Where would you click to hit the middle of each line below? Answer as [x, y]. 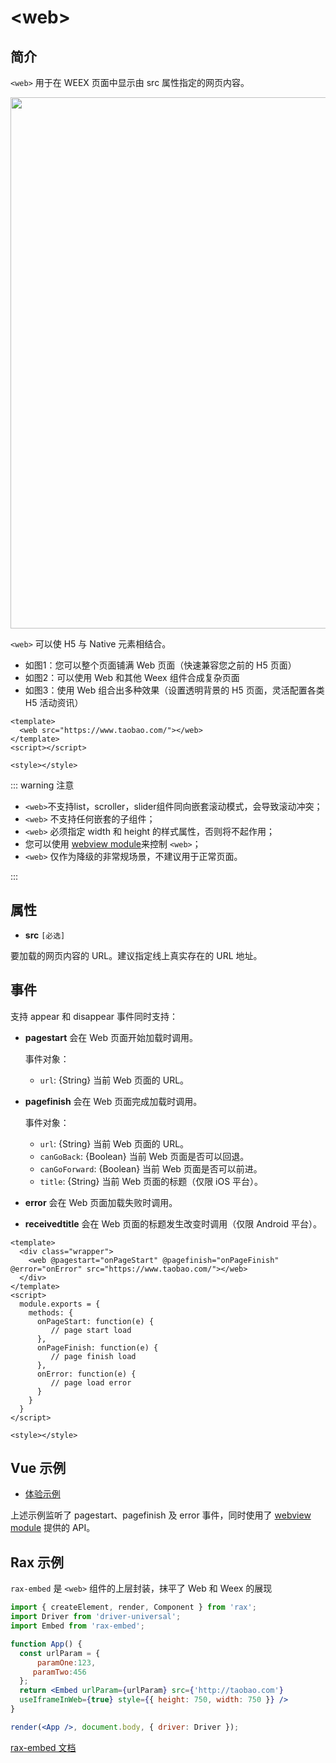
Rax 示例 [37, 1562]
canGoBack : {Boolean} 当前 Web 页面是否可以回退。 [144, 1156]
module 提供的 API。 [53, 1528]
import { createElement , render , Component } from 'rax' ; [133, 1607]
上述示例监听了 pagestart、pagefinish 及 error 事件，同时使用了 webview [161, 1515]
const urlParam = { [60, 1653]
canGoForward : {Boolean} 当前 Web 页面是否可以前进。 [151, 1168]
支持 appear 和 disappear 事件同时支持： [94, 1016]
